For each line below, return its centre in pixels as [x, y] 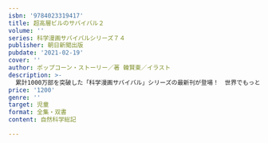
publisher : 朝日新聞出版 [46, 46]
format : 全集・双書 [37, 113]
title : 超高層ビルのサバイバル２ [57, 23]
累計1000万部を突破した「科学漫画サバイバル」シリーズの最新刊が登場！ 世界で [129, 82]
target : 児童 [29, 105]
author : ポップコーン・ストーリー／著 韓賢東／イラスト [90, 68]
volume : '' [26, 30]
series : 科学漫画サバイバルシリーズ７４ [67, 38]
